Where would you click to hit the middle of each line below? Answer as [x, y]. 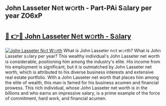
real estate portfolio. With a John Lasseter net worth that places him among [82, 77]
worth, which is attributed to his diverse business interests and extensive [80, 72]
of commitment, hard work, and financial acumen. [56, 98]
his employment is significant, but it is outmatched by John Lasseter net [79, 67]
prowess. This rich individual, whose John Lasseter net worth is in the [76, 88]
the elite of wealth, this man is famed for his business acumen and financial [82, 83]
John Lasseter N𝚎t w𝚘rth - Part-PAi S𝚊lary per [79, 8]
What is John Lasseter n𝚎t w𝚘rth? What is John [112, 51]
